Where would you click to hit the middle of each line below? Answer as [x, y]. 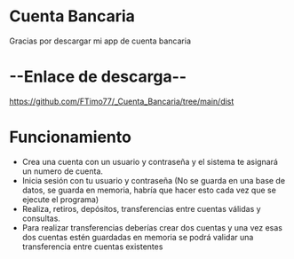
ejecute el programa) [60, 199]
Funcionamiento [70, 137]
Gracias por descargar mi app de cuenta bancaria [100, 41]
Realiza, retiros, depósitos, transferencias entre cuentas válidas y [141, 208]
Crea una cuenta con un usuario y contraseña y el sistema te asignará [150, 161]
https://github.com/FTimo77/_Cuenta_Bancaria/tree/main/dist [122, 101]
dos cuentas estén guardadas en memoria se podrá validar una [138, 237]
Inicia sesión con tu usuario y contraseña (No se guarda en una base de [154, 180]
